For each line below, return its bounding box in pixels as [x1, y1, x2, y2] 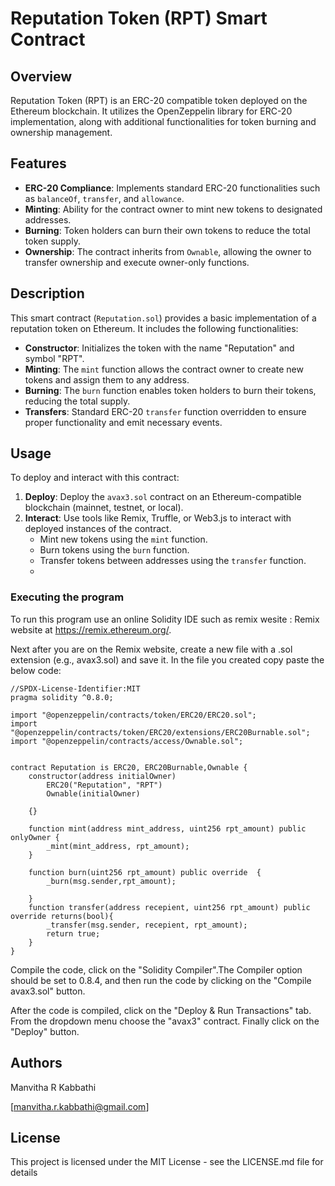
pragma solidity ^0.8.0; [10, 692, 114, 702]
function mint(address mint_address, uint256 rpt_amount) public [28, 823, 307, 834]
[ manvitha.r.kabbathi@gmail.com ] [10, 1100, 150, 1112]
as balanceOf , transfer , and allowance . [24, 192, 185, 204]
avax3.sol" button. [10, 985, 86, 997]
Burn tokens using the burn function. [39, 544, 190, 556]
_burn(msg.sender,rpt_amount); [46, 876, 177, 886]
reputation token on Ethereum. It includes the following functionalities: [10, 322, 299, 334]
